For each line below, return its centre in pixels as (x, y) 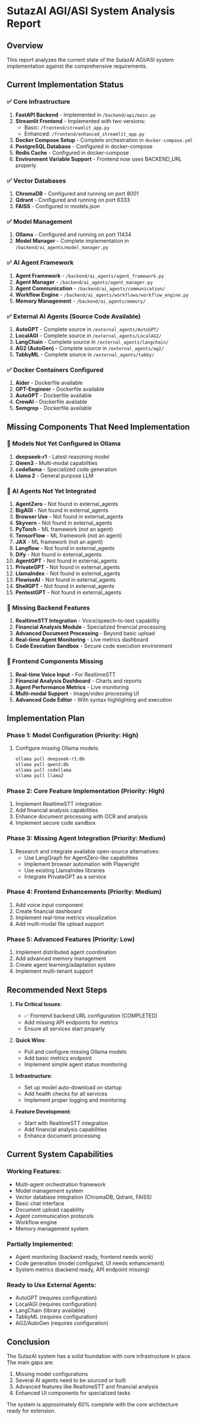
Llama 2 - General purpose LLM (54, 475)
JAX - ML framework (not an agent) (59, 542)
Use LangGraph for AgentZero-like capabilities (81, 857)
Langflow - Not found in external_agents (65, 548)
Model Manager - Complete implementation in (72, 241)
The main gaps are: (30, 1362)
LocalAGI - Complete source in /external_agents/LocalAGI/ (88, 335)
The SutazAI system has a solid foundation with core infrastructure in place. (99, 1356)
